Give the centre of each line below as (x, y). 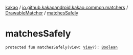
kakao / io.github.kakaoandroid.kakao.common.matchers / (67, 7)
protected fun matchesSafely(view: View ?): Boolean (61, 47)
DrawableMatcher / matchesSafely (42, 13)
